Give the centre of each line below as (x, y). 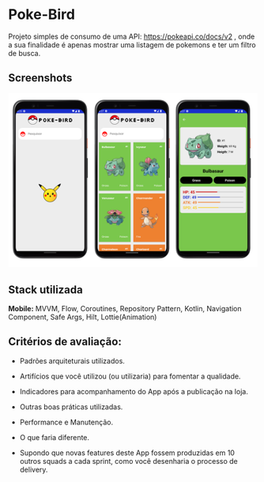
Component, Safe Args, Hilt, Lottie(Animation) (83, 317)
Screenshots (40, 78)
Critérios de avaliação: (65, 342)
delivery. (34, 469)
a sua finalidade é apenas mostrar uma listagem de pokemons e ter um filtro (132, 44)
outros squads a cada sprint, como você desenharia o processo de (129, 461)
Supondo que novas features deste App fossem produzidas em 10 (127, 453)
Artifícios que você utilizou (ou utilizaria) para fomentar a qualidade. (130, 376)
